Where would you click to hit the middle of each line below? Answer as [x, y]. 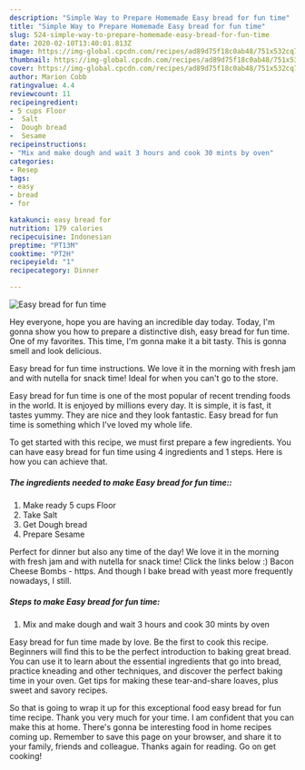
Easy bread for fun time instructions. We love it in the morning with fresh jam [152, 368]
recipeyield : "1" [42, 262]
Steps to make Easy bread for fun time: [85, 601]
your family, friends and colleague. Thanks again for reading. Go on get [143, 746]
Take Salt [40, 515]
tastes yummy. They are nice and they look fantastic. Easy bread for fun [144, 415]
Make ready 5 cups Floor [69, 505]
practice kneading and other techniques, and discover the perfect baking [146, 671]
